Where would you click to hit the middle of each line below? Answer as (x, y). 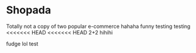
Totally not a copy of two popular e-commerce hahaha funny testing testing (98, 26)
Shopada (29, 10)
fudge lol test (22, 44)
